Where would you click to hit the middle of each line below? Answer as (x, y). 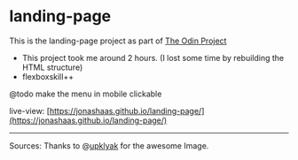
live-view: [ (30, 110)
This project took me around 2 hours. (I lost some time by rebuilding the (153, 57)
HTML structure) (52, 67)
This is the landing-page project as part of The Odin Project (118, 41)
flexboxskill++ (47, 76)
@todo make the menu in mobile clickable (86, 94)
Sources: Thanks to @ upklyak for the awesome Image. (109, 145)
